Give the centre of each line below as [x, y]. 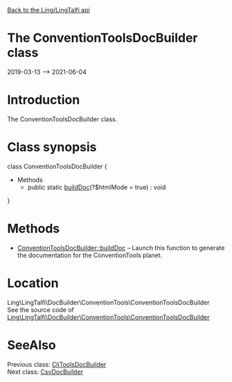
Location [33, 283]
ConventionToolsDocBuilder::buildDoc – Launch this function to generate [121, 248]
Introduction [44, 100]
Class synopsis [52, 147]
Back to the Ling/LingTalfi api [48, 10]
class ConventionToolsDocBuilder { [57, 166]
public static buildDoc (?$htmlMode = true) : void [97, 187]
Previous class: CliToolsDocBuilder [57, 364]
